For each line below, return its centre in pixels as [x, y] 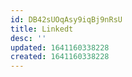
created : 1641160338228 [60, 57]
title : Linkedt [42, 29]
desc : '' [28, 38]
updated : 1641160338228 [60, 47]
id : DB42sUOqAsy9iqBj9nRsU [66, 19]
